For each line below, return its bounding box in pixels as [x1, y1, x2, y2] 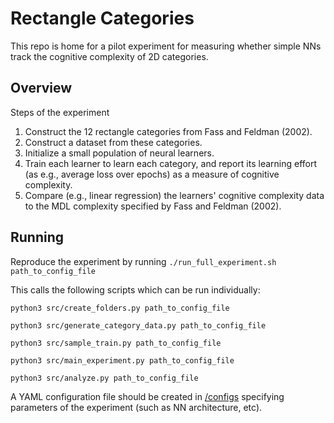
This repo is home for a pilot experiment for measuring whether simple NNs [10, 40, 322, 52]
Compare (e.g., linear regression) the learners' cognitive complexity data [24, 189, 325, 201]
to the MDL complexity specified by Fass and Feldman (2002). [24, 200, 282, 212]
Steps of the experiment [10, 106, 110, 118]
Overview [10, 80, 73, 97]
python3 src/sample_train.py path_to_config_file [10, 338, 222, 348]
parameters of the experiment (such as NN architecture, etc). [10, 401, 263, 413]
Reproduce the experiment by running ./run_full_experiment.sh [10, 255, 277, 267]
